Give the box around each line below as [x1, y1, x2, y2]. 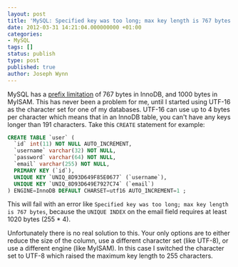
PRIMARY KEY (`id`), [14, 167, 75, 174]
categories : [7, 30, 43, 38]
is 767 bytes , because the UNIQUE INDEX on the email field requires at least [7, 208, 227, 216]
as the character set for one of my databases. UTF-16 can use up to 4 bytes [7, 105, 230, 114]
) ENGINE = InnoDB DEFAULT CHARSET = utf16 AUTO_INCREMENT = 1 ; [7, 187, 187, 194]
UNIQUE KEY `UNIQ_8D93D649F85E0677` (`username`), [14, 173, 167, 181]
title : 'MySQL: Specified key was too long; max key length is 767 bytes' [7, 17, 234, 24]
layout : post [7, 10, 46, 18]
